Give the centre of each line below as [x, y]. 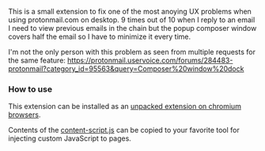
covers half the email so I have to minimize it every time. [100, 36]
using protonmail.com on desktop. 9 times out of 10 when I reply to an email [132, 20]
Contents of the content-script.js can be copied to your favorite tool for [124, 130]
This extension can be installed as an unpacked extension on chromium [125, 107]
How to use [30, 89]
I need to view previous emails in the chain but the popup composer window [132, 28]
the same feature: [37, 60]
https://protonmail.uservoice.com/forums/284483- [150, 60]
